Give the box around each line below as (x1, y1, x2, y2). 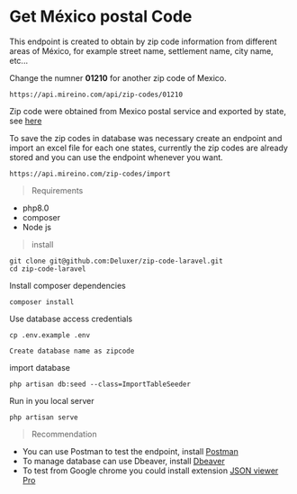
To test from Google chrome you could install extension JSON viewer (22, 465, 279, 476)
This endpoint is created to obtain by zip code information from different (9, 36, 277, 47)
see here (9, 115, 42, 126)
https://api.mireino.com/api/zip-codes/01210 (9, 90, 183, 99)
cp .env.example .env (9, 330, 91, 339)
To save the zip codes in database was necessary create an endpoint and (9, 132, 283, 143)
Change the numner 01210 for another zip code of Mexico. (9, 72, 227, 83)
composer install (9, 297, 75, 307)
